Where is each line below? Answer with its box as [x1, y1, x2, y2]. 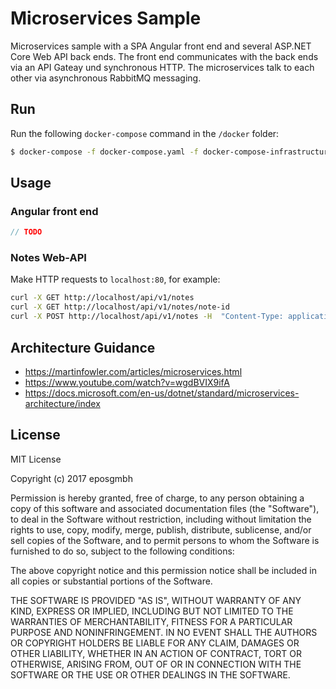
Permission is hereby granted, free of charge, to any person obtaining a [10, 492, 305, 504]
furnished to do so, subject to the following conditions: [10, 545, 235, 557]
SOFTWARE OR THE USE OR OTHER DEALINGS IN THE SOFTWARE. [10, 668, 291, 681]
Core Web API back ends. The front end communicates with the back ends [10, 50, 319, 62]
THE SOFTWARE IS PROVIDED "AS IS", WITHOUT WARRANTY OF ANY [10, 594, 302, 606]
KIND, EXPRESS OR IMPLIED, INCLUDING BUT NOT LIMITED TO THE [10, 605, 294, 617]
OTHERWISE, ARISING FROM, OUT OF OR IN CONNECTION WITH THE [10, 658, 302, 670]
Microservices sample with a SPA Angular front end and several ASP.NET [10, 40, 312, 52]
